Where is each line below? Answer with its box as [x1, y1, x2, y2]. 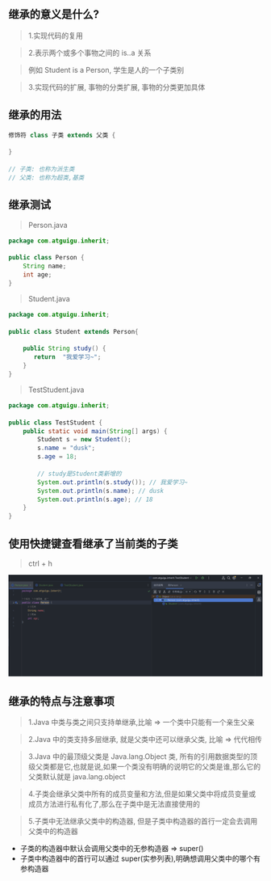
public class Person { [8, 254, 85, 262]
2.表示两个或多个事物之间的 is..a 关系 [27, 48, 152, 57]
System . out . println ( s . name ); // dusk [37, 487, 164, 495]
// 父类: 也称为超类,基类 [8, 174, 85, 182]
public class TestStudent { [8, 419, 103, 427]
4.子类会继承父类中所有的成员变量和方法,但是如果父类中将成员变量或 [27, 789, 256, 799]
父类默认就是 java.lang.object [27, 772, 126, 782]
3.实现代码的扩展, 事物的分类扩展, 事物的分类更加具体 [27, 82, 206, 91]
